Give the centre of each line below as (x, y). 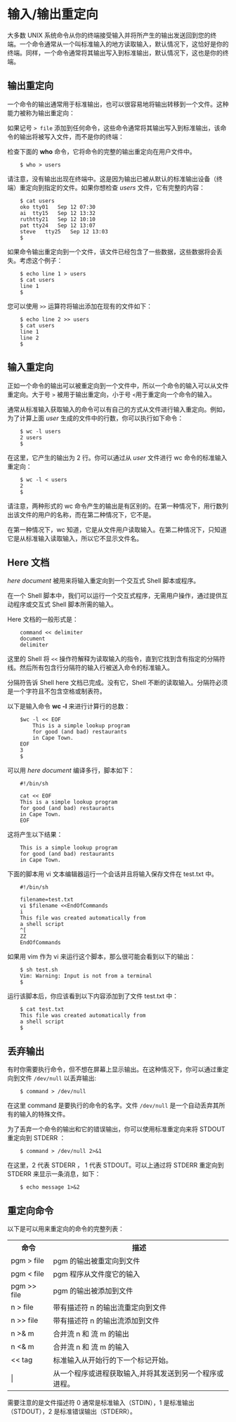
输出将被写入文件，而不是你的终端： (72, 136)
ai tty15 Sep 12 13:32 (58, 213)
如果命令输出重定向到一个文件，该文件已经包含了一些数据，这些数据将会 (112, 252)
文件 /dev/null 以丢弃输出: (58, 1078)
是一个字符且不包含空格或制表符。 (57, 691)
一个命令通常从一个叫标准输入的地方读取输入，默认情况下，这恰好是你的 (124, 44)
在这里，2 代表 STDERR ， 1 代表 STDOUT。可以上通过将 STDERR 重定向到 (116, 1165)
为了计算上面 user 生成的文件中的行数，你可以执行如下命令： (96, 418)
